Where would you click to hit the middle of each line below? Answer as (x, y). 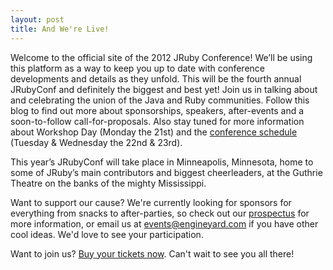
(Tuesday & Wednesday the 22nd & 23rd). (96, 142)
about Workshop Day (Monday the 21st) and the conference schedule (154, 132)
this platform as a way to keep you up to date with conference (137, 68)
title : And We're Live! (60, 29)
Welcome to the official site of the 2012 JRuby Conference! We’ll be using (161, 57)
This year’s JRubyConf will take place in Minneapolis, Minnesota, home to (162, 162)
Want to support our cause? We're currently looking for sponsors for (151, 202)
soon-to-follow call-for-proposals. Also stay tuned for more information (157, 121)
